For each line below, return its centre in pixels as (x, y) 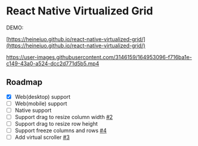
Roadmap (24, 82)
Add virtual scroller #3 (42, 137)
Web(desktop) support (42, 96)
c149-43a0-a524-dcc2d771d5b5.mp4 (53, 63)
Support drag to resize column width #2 (64, 117)
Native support (33, 110)
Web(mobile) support (41, 104)
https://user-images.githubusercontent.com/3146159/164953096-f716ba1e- (99, 57)
